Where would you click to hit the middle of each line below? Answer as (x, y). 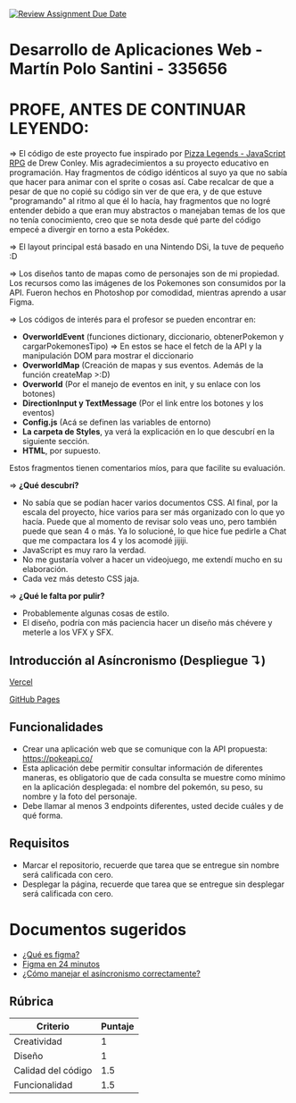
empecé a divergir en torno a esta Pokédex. (89, 230)
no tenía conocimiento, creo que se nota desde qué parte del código (135, 220)
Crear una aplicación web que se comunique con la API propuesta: (144, 749)
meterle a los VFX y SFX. (68, 632)
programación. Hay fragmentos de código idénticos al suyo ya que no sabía (148, 173)
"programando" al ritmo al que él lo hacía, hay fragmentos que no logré (140, 201)
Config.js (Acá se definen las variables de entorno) (116, 422)
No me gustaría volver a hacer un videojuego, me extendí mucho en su (152, 560)
